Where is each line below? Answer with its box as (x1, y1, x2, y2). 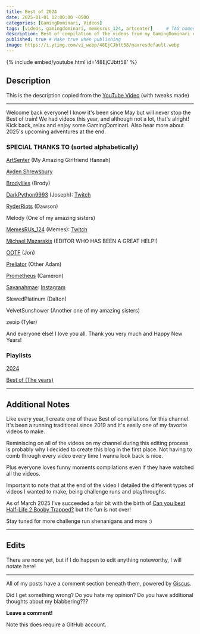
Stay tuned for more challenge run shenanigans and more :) (6, 517, 153, 525)
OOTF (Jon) (6, 249, 36, 256)
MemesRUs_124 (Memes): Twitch (6, 225, 87, 233)
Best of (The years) (6, 376, 54, 384)
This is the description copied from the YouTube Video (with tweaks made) (6, 91, 189, 99)
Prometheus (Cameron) (6, 272, 64, 279)
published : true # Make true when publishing (6, 36, 121, 42)
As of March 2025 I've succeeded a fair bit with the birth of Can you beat (6, 500, 186, 507)
